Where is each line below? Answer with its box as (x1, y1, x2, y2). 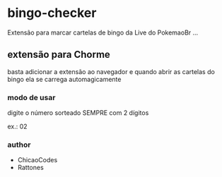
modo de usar (7, 92, 56, 102)
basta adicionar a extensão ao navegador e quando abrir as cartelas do (7, 67, 216, 75)
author (7, 140, 31, 149)
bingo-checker (7, 5, 97, 21)
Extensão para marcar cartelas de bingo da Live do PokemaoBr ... (7, 28, 199, 37)
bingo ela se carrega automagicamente (7, 75, 122, 83)
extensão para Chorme (7, 49, 111, 61)
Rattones (17, 164, 44, 172)
